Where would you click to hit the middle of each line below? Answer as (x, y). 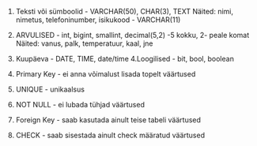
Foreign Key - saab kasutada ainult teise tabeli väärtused (108, 120)
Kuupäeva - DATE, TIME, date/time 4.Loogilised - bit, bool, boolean (125, 59)
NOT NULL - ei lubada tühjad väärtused (80, 105)
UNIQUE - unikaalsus (50, 89)
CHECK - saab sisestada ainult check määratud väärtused (110, 135)
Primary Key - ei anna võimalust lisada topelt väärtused (106, 74)
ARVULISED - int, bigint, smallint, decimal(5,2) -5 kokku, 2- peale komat (132, 35)
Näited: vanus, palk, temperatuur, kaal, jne (84, 43)
